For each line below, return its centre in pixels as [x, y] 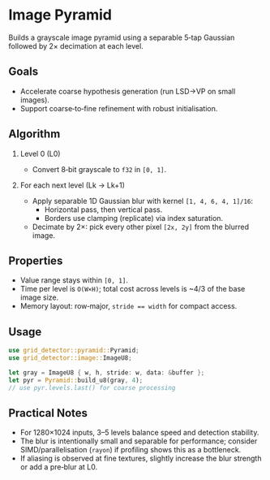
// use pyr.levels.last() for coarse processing [92, 387]
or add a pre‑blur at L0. [59, 467]
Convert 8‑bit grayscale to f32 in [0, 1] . [99, 169]
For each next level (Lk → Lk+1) [73, 185]
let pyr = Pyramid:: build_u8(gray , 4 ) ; [76, 380]
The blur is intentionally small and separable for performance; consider [139, 441]
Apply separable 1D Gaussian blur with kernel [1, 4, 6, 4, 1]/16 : [143, 201]
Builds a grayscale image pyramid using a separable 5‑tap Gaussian [122, 37]
